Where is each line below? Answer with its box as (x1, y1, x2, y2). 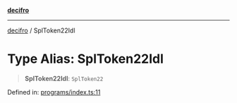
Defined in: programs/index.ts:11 (7, 87, 101, 96)
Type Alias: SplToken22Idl (7, 51, 164, 67)
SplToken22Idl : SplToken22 (24, 74, 104, 83)
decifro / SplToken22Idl (7, 26, 75, 35)
